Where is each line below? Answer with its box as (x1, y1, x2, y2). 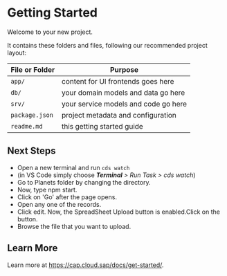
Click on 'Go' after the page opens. (17, 192, 118, 201)
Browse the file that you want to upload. (17, 222, 131, 230)
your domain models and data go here (61, 88, 185, 98)
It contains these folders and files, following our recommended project (7, 41, 208, 49)
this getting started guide (61, 121, 143, 131)
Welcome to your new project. (7, 28, 93, 36)
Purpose (109, 64, 139, 74)
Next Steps (7, 145, 56, 157)
